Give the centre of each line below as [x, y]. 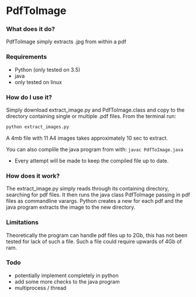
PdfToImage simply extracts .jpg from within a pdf [66, 42]
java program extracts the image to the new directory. [71, 207]
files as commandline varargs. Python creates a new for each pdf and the [94, 201]
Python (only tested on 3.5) [47, 70]
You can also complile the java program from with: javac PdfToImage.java [95, 149]
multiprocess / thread [40, 288]
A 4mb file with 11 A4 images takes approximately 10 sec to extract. [87, 138]
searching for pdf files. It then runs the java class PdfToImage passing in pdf [98, 195]
